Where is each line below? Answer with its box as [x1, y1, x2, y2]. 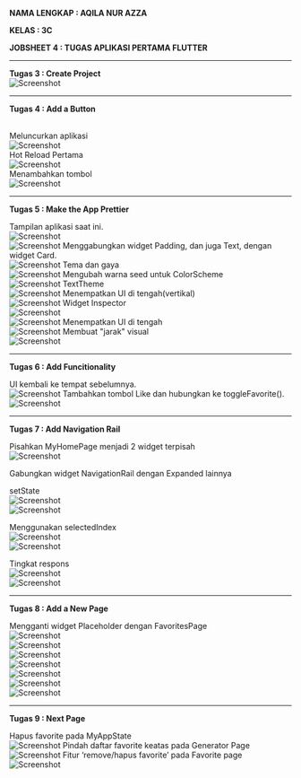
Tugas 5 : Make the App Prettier [9, 204, 130, 214]
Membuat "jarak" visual [62, 327, 150, 337]
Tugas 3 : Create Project [9, 68, 101, 79]
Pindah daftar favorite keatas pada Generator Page [62, 740, 251, 750]
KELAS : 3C [9, 25, 53, 35]
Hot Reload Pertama [9, 150, 83, 160]
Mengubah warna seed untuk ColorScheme [62, 269, 224, 279]
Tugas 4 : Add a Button [9, 103, 96, 114]
